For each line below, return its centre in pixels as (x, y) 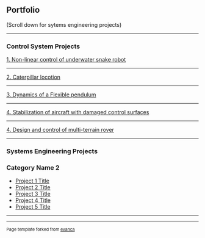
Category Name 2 (33, 167)
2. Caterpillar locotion (34, 77)
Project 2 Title (33, 187)
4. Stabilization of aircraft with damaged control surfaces (78, 112)
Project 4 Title (33, 200)
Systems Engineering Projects (52, 151)
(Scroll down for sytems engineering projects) (64, 24)
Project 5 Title (33, 207)
